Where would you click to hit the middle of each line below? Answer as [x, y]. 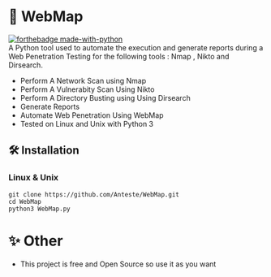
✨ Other [36, 241]
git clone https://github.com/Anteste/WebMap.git [94, 194]
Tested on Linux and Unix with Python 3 [87, 123]
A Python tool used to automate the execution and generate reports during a [136, 47]
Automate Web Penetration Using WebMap [92, 115]
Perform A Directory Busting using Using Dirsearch [105, 97]
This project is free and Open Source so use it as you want [118, 264]
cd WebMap [25, 201]
